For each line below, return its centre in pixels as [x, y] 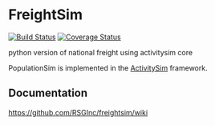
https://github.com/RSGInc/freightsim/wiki [78, 112]
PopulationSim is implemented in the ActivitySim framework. [108, 68]
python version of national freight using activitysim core [101, 52]
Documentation [48, 93]
